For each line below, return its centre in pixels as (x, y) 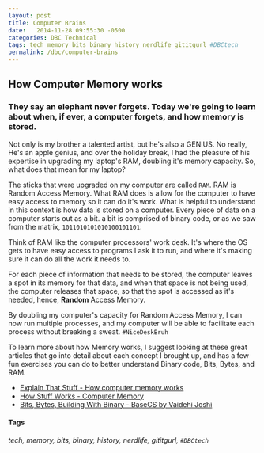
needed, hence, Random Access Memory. (77, 299)
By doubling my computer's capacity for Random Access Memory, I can (125, 314)
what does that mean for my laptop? (67, 169)
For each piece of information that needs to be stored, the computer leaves (130, 274)
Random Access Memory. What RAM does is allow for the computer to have (132, 193)
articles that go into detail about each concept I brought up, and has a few (128, 355)
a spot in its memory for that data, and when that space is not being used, (128, 283)
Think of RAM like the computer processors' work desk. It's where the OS (128, 242)
